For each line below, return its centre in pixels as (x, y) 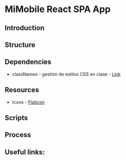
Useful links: (25, 152)
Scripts (16, 117)
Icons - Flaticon (28, 102)
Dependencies (28, 62)
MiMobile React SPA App (58, 9)
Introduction (25, 28)
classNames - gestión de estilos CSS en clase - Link (66, 74)
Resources (22, 90)
